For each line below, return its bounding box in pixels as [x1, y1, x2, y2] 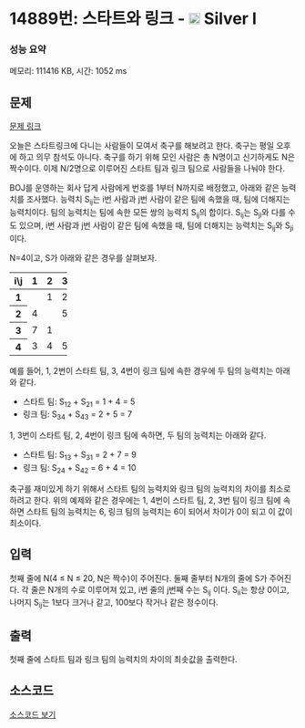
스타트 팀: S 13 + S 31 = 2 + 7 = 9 [22, 449, 137, 463]
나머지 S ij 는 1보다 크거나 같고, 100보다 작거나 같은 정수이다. [9, 597, 219, 610]
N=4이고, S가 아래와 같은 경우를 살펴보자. [9, 252, 158, 263]
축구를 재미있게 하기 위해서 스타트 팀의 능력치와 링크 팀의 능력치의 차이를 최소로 [9, 483, 291, 494]
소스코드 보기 [9, 709, 56, 720]
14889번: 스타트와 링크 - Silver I [9, 8, 258, 29]
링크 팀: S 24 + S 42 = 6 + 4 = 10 [22, 463, 137, 475]
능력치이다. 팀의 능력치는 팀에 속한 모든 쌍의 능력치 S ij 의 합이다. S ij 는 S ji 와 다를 [9, 207, 287, 220]
